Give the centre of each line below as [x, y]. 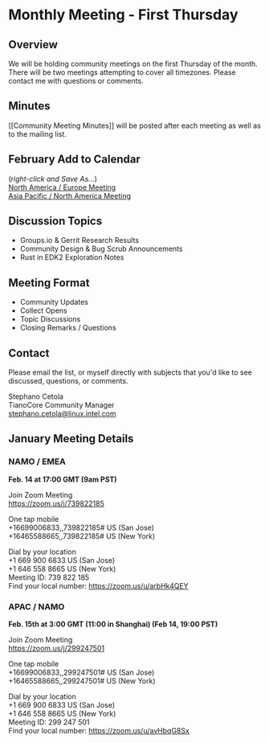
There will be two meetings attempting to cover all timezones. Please [122, 72]
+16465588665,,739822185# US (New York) [82, 536]
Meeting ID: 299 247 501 [49, 722]
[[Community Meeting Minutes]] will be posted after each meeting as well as [134, 125]
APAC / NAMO [37, 606]
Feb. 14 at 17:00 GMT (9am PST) [63, 479]
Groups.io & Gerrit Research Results [79, 240]
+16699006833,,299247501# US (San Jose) [82, 672]
